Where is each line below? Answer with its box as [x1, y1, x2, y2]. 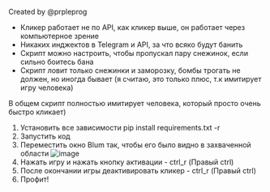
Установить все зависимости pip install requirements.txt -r [19, 123, 221, 132]
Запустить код [19, 131, 71, 141]
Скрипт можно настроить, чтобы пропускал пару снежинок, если [19, 49, 249, 58]
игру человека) [19, 83, 74, 92]
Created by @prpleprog [8, 7, 88, 16]
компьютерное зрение [19, 32, 100, 41]
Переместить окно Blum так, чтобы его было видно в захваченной [19, 140, 251, 149]
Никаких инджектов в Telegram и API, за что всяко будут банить [19, 40, 243, 49]
